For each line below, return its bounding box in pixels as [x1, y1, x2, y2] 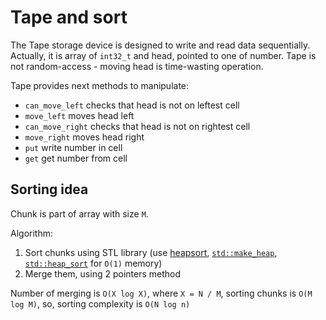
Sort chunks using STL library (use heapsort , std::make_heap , [24, 246, 278, 258]
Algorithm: [10, 227, 53, 239]
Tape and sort [10, 6, 128, 29]
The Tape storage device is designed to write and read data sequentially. [10, 39, 311, 51]
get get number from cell [24, 152, 128, 164]
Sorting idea [10, 181, 89, 198]
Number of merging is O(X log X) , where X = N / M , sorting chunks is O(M [10, 287, 313, 299]
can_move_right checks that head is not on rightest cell [24, 120, 251, 132]
